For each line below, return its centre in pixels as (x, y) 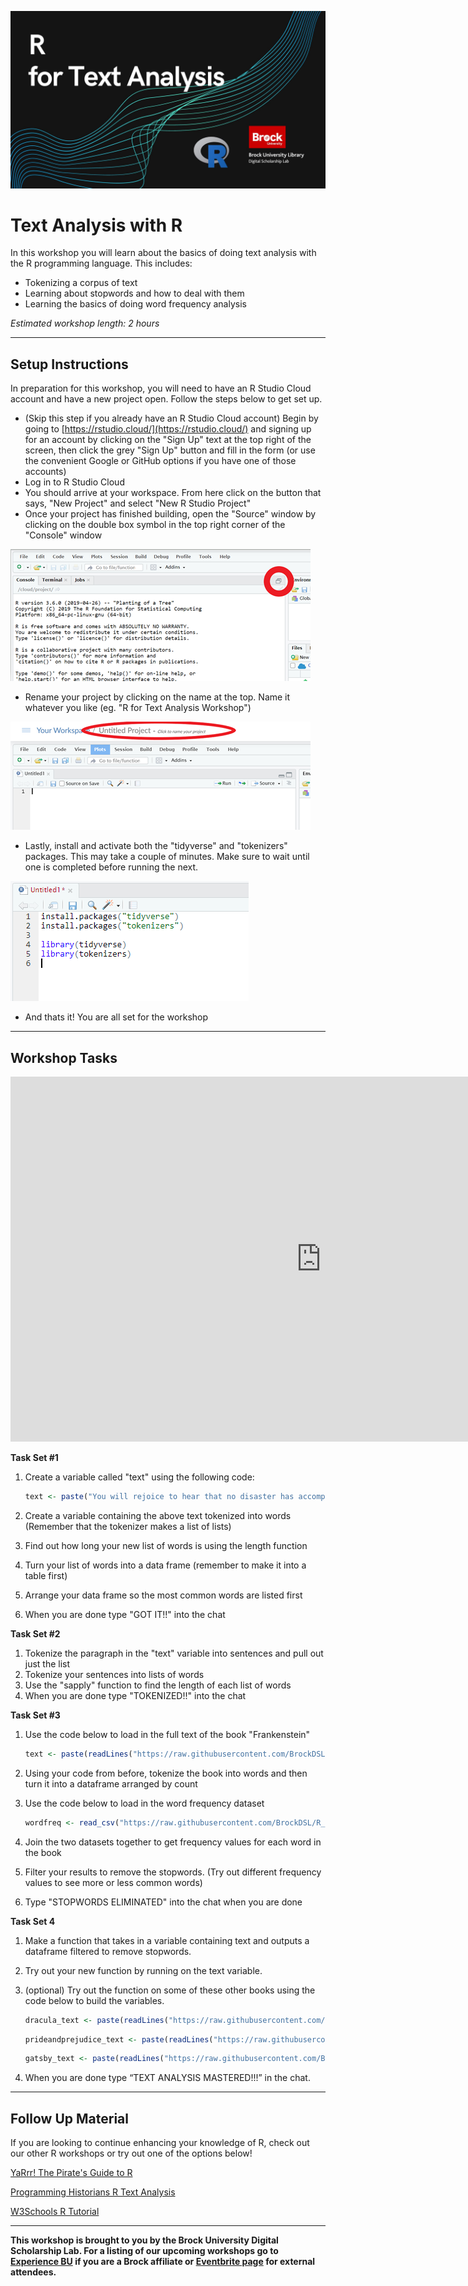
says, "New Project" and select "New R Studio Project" (138, 503)
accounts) (45, 472)
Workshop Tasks (64, 1057)
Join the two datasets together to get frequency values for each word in (173, 1842)
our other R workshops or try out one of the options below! (131, 2153)
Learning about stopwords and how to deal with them (134, 293)
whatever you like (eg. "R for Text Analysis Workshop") (138, 708)
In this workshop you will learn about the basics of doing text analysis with (163, 253)
